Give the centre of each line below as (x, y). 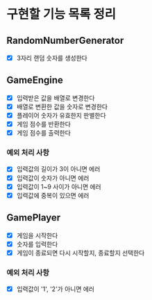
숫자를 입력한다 (37, 244)
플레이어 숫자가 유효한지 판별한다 (61, 115)
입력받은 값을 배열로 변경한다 (56, 97)
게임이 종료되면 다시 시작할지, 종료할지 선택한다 (81, 253)
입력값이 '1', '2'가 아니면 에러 (56, 289)
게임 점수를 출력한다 (43, 133)
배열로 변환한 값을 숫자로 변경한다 (62, 106)
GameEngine (35, 80)
